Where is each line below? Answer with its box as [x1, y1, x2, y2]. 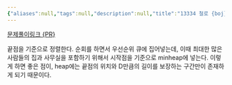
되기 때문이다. [14, 70, 52, 79]
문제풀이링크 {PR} [7, 30, 56, 38]
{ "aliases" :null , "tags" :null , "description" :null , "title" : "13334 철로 [7, 10, 209, 17]
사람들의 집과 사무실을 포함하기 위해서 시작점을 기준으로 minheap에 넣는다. [7, 53, 209, 62]
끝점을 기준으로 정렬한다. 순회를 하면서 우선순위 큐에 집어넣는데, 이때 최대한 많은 [7, 44, 223, 53]
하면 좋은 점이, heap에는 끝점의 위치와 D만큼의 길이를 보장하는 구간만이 [14, 62, 206, 70]
